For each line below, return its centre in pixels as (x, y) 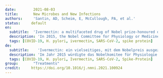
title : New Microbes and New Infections (53, 14)
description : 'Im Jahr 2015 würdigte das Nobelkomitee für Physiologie (83, 55)
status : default (26, 23)
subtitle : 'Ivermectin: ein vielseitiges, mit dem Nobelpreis (77, 50)
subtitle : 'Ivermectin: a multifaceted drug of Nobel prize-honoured (82, 32)
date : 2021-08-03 (30, 9)
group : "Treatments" (32, 63)
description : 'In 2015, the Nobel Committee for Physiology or (74, 37)
